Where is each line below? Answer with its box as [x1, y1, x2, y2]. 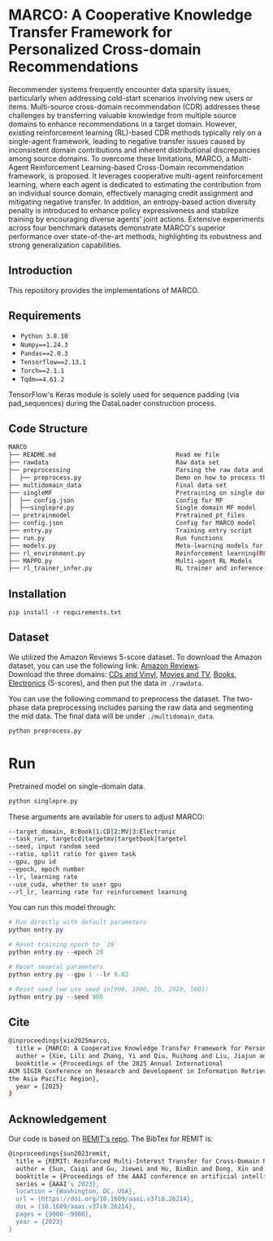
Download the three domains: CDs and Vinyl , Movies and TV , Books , [8, 669, 237, 679]
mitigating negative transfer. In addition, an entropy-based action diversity [8, 197, 257, 207]
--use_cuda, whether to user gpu [8, 880, 122, 889]
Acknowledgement [8, 1112, 107, 1126]
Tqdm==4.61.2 [19, 375, 65, 383]
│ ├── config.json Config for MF [8, 496, 223, 505]
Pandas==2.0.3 [19, 349, 68, 357]
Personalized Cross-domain [8, 41, 201, 59]
